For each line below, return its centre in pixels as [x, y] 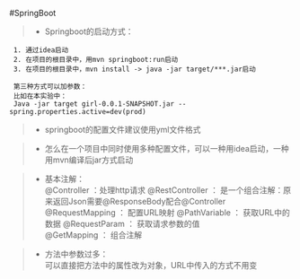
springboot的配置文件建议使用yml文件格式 [123, 130]
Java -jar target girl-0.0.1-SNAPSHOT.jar [94, 104]
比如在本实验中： [40, 96]
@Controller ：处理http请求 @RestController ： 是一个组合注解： [164, 190]
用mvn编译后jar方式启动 [89, 160]
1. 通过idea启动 [41, 50]
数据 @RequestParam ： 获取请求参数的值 [122, 224]
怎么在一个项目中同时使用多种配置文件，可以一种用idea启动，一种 [167, 148]
